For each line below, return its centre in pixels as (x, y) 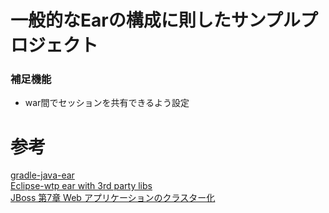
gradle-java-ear (42, 175)
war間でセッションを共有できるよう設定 (107, 103)
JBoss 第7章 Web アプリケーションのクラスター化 (113, 198)
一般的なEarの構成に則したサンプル (155, 20)
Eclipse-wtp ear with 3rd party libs (81, 186)
